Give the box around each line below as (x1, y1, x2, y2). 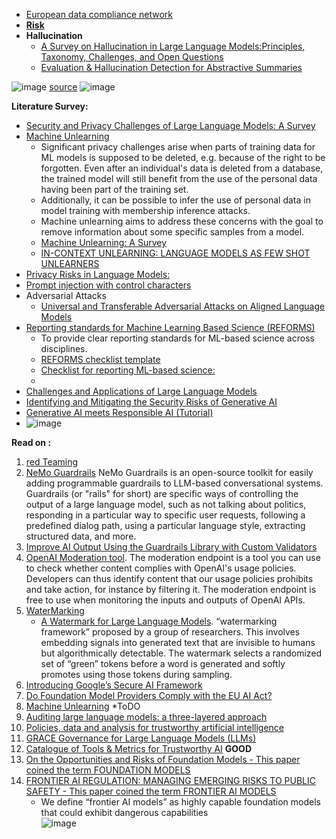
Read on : (11, 437, 52, 448)
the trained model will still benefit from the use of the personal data (40, 173, 318, 184)
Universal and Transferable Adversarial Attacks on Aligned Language (40, 300, 326, 312)
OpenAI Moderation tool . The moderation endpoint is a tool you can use (25, 552, 321, 563)
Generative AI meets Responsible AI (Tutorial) (25, 407, 214, 418)
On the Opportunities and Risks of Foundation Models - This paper (25, 754, 301, 765)
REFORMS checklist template (40, 354, 161, 365)
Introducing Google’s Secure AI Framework (25, 679, 203, 691)
